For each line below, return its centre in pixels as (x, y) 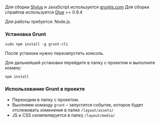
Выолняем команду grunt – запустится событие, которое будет (78, 105)
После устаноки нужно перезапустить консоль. (55, 53)
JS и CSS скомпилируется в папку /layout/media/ (64, 115)
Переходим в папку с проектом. (46, 100)
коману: (13, 68)
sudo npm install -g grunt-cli (37, 44)
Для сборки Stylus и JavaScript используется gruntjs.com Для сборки (77, 7)
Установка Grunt (25, 34)
